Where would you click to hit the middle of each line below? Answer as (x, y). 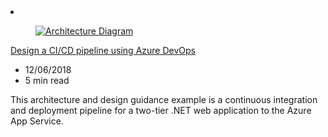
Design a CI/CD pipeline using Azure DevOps (103, 50)
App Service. (37, 121)
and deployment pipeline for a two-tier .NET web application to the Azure (161, 110)
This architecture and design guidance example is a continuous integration (164, 99)
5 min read (47, 80)
